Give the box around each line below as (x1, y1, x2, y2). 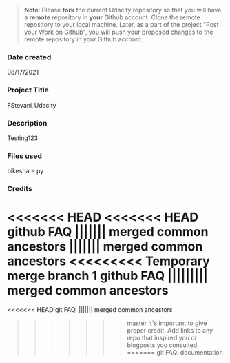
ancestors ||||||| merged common (7, 239, 203, 255)
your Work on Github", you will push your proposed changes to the (23, 28, 213, 36)
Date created (7, 52, 52, 61)
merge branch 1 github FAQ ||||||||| (7, 268, 208, 284)
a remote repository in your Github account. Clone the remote (23, 13, 201, 21)
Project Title (7, 86, 50, 95)
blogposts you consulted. (127, 341, 199, 349)
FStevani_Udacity (7, 101, 56, 109)
